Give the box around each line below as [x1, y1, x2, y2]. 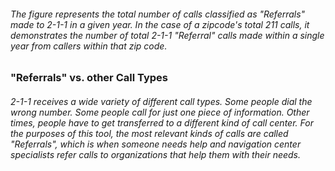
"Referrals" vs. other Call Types [10, 71, 168, 85]
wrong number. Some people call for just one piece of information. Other [10, 106, 310, 118]
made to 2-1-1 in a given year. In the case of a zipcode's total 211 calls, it [10, 18, 310, 30]
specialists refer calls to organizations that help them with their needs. [10, 148, 302, 160]
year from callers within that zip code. [10, 40, 168, 52]
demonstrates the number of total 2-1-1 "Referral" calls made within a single [10, 29, 325, 41]
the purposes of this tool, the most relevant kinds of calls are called [10, 127, 289, 139]
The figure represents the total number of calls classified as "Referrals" [10, 8, 306, 20]
